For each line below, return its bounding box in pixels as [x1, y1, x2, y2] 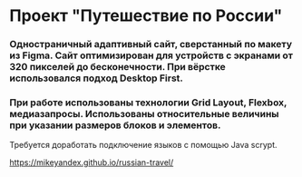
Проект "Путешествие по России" [9, 5, 283, 26]
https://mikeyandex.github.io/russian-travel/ [9, 157, 174, 168]
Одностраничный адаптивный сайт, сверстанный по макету [9, 38, 293, 51]
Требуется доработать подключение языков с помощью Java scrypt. [9, 140, 278, 151]
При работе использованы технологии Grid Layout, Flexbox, [9, 96, 287, 109]
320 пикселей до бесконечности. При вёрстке [9, 61, 227, 74]
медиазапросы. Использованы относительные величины [9, 108, 279, 121]
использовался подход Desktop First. [9, 72, 184, 84]
